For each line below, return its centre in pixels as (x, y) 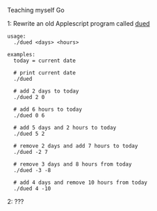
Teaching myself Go (36, 10)
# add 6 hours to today (48, 109)
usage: (17, 36)
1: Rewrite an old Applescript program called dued (79, 23)
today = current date (45, 61)
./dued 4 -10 (32, 189)
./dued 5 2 (29, 134)
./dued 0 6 (29, 116)
